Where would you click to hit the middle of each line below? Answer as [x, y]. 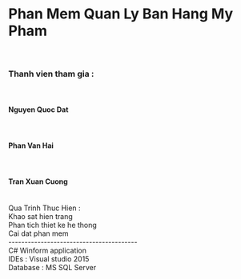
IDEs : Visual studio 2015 [49, 259]
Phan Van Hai [31, 145]
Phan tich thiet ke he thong [53, 225]
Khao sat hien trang [41, 216]
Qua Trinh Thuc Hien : [45, 208]
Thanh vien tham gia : [51, 74]
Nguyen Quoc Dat [38, 110]
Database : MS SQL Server [52, 267]
